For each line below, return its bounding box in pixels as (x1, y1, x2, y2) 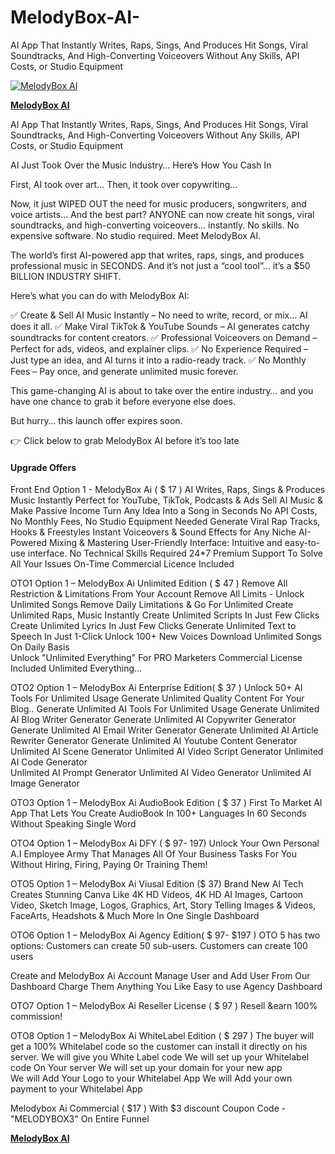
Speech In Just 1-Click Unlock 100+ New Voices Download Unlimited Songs (10, 631, 322, 643)
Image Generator (10, 777, 80, 790)
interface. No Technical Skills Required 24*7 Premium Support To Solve (27, 547, 324, 560)
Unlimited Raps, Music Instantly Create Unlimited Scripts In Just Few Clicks (10, 609, 320, 621)
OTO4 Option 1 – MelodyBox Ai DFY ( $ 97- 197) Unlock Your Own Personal (10, 837, 320, 850)
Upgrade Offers (10, 461, 77, 473)
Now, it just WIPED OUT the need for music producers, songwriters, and (10, 197, 307, 210)
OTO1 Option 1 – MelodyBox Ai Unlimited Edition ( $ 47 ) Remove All (10, 577, 288, 590)
